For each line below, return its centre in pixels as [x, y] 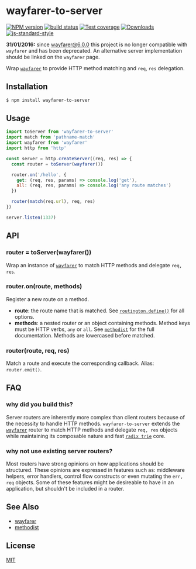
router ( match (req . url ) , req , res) [53, 202]
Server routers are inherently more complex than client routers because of [96, 417]
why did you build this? [39, 405]
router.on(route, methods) [44, 287]
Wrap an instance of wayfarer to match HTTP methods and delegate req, [94, 265]
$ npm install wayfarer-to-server [48, 100]
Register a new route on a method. [48, 299]
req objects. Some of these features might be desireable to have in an [90, 482]
